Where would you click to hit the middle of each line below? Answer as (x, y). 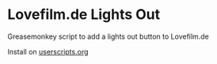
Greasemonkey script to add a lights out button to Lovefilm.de (108, 36)
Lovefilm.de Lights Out (84, 15)
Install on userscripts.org (48, 51)
